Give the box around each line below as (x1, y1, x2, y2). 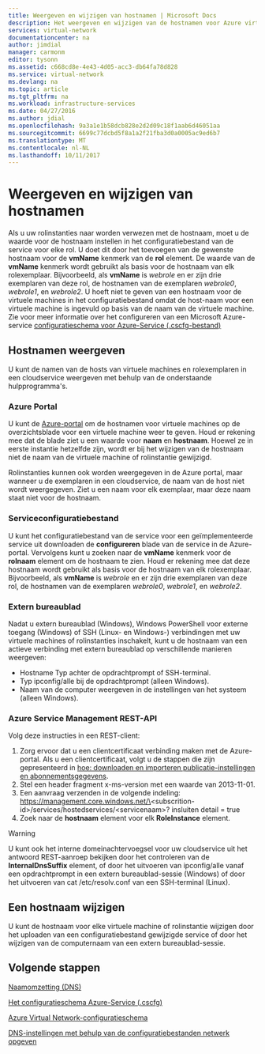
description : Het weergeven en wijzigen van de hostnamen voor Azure (8, 19, 242, 27)
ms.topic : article (8, 85, 69, 93)
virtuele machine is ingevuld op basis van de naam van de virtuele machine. (8, 304, 255, 313)
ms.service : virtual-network (8, 70, 104, 78)
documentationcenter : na (8, 33, 90, 42)
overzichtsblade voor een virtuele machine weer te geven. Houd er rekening (8, 428, 256, 437)
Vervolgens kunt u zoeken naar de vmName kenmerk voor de (31, 547, 232, 557)
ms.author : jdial (8, 115, 65, 123)
